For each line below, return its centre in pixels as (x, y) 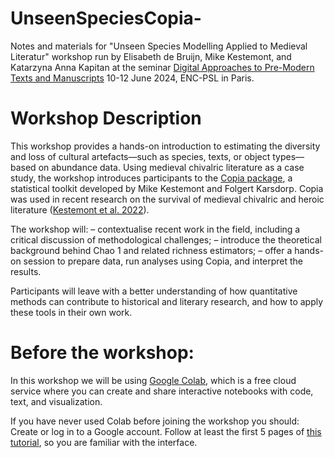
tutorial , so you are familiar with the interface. (104, 442)
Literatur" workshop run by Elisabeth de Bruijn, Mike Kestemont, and (151, 56)
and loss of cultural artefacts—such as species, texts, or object (140, 156)
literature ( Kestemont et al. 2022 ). (80, 209)
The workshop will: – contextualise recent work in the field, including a (155, 229)
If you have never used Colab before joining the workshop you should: (155, 421)
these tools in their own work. (71, 312)
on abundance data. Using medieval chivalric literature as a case (171, 167)
